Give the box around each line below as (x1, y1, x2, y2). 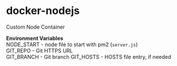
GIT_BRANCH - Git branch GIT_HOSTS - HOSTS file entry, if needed (6, 53, 172, 60)
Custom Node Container (6, 23, 65, 30)
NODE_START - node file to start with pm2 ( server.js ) (6, 41, 138, 48)
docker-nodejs (6, 4, 80, 18)
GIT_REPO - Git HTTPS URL (6, 47, 73, 54)
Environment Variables (6, 34, 64, 41)
